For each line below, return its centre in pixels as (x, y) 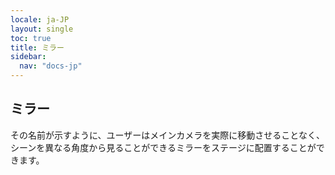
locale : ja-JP (40, 19)
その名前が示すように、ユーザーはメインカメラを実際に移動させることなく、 (167, 135)
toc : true (31, 38)
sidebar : (28, 57)
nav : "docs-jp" (51, 66)
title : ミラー (37, 47)
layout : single (42, 29)
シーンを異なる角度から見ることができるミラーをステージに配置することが (163, 147)
